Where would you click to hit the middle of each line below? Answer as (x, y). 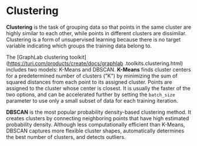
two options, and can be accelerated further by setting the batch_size (91, 94)
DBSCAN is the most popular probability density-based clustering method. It (99, 112)
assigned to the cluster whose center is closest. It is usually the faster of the (98, 88)
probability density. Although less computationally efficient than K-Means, (96, 124)
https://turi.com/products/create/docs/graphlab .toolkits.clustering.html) (96, 63)
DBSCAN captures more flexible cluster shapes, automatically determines (95, 131)
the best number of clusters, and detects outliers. (66, 137)
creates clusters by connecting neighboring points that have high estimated (98, 118)
